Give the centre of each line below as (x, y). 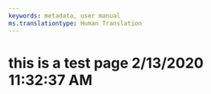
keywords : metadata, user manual (64, 16)
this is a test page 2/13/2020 (106, 63)
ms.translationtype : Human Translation (75, 23)
